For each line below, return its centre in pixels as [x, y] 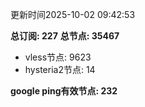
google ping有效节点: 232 [64, 91]
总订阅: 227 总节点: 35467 [65, 36]
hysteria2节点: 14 [60, 69]
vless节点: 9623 [58, 57]
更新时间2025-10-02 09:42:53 [73, 14]
